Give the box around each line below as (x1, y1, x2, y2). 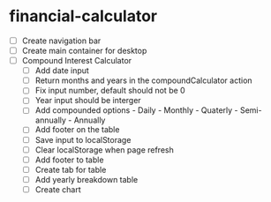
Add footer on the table (34, 124, 120, 135)
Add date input (34, 65, 90, 76)
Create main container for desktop (21, 46, 147, 56)
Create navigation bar (21, 35, 102, 46)
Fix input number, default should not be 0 (34, 86, 185, 96)
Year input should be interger (34, 95, 141, 106)
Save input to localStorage (34, 134, 132, 145)
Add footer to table (34, 154, 104, 165)
